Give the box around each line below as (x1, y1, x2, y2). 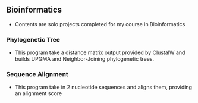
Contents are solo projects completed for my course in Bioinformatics (14, 20, 186, 27)
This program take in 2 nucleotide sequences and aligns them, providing (14, 83, 192, 91)
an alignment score (14, 90, 62, 97)
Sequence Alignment (6, 70, 68, 79)
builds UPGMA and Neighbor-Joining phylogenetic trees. (14, 55, 155, 63)
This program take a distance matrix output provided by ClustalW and (14, 49, 186, 56)
